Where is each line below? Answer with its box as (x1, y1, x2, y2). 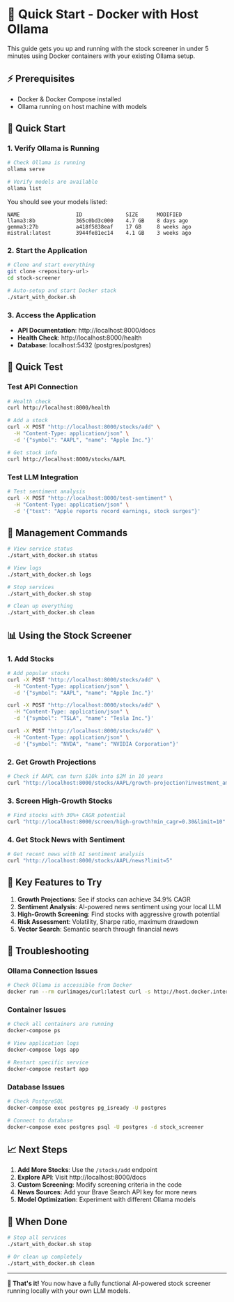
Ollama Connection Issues (7, 966, 98, 976)
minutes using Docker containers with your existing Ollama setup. (7, 52, 196, 60)
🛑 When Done (7, 1215, 68, 1227)
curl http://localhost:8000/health (7, 405, 111, 412)
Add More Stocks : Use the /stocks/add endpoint (17, 1166, 158, 1174)
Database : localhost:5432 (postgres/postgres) (17, 340, 152, 349)
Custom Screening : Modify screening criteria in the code (17, 1180, 182, 1189)
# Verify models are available (7, 178, 98, 186)
